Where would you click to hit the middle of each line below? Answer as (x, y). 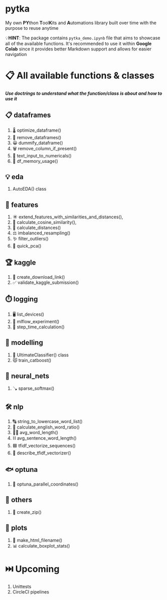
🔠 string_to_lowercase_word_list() (48, 422)
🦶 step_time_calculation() (38, 327)
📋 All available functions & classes (80, 76)
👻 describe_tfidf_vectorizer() (42, 453)
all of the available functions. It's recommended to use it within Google (78, 43)
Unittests (22, 586)
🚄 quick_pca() (27, 246)
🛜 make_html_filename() (37, 540)
